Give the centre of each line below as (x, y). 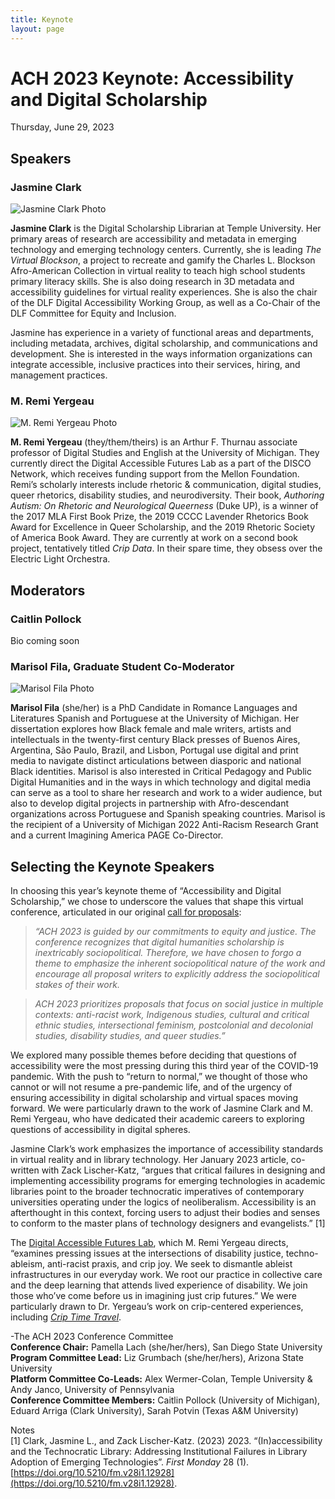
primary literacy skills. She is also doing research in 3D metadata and (152, 282)
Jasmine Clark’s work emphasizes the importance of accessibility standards (167, 1149)
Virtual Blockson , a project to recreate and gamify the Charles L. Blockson (163, 260)
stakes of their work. (77, 985)
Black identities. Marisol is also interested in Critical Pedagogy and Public (161, 772)
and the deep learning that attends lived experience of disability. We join (159, 1285)
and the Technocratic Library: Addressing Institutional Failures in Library (159, 1452)
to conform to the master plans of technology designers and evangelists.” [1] (168, 1223)
